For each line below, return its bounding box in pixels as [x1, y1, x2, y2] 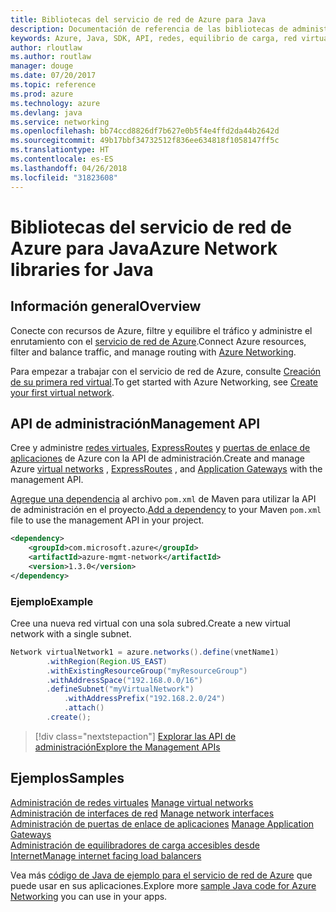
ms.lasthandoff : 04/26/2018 [10, 163, 128, 173]
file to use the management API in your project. [10, 514, 205, 526]
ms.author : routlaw [10, 52, 92, 62]
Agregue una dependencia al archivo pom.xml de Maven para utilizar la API [10, 493, 317, 505]
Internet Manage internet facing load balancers [10, 849, 202, 861]
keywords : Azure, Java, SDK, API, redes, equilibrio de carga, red [10, 33, 298, 43]
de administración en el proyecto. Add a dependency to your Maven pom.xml [10, 504, 322, 516]
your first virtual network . [10, 386, 115, 398]
